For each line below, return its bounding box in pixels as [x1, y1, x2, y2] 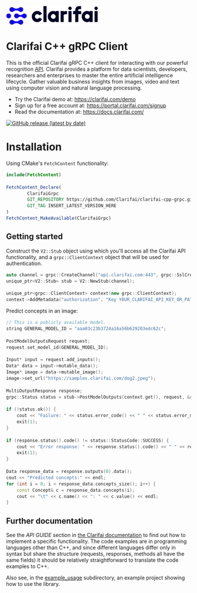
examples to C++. [6, 563, 49, 570]
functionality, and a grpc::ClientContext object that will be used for [6, 253, 169, 260]
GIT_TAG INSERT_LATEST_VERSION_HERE [27, 203, 117, 209]
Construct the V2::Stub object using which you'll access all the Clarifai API [6, 247, 186, 254]
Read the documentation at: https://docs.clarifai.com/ [14, 108, 144, 115]
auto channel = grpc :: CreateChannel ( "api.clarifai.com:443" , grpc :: [6, 271, 177, 278]
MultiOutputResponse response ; [6, 387, 83, 394]
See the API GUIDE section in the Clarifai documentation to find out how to [6, 532, 186, 539]
